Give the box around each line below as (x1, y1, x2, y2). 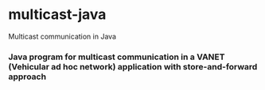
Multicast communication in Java (8, 32, 117, 41)
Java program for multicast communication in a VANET (8, 51, 225, 62)
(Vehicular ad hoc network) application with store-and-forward (8, 61, 258, 72)
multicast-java (8, 6, 107, 24)
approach (8, 71, 46, 82)
